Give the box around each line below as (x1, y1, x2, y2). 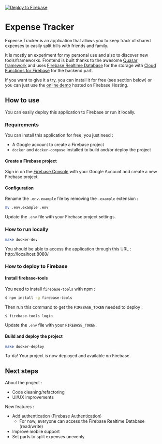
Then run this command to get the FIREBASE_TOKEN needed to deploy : (5, 304, 143, 310)
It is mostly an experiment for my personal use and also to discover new (5, 52, 148, 58)
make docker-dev (5, 237, 38, 242)
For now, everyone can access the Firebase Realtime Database (19, 418, 145, 424)
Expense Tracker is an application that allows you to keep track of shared (5, 37, 151, 43)
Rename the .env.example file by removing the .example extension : (5, 196, 139, 201)
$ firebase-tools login (5, 313, 53, 318)
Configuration (5, 185, 34, 191)
